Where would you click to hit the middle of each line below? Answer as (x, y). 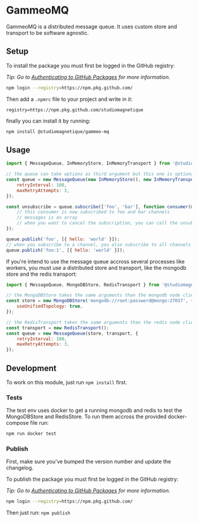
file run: (39, 423)
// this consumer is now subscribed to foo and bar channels (93, 212)
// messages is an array (47, 218)
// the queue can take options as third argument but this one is (89, 174)
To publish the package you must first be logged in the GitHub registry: (92, 479)
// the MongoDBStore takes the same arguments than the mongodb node (93, 295)
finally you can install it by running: (48, 121)
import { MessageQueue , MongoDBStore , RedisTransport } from (83, 285)
